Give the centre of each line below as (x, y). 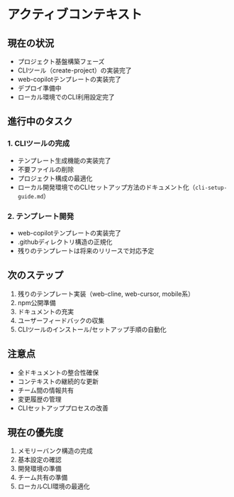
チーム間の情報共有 (46, 390)
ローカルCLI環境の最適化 (54, 486)
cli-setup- (211, 188)
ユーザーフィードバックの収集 (61, 320)
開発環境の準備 (39, 469)
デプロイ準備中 (39, 88)
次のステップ (35, 276)
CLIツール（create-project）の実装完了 (75, 70)
